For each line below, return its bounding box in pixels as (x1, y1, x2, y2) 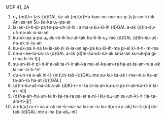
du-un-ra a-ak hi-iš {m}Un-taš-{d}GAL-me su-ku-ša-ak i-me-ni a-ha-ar (12, 72, 158, 78)
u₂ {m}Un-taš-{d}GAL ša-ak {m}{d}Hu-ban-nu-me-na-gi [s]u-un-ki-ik (12, 14, 155, 19)
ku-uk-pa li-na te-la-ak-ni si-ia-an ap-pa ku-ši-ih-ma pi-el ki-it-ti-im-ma (12, 45, 159, 51)
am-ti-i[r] (12, 98, 32, 104)
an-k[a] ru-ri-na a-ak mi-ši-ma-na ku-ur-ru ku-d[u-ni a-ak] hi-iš (12, 104, 142, 109)
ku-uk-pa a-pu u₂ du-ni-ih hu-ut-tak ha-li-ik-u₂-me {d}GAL (12, 35, 132, 40)
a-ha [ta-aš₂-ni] (45, 109, 77, 115)
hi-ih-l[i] (24, 56, 41, 61)
